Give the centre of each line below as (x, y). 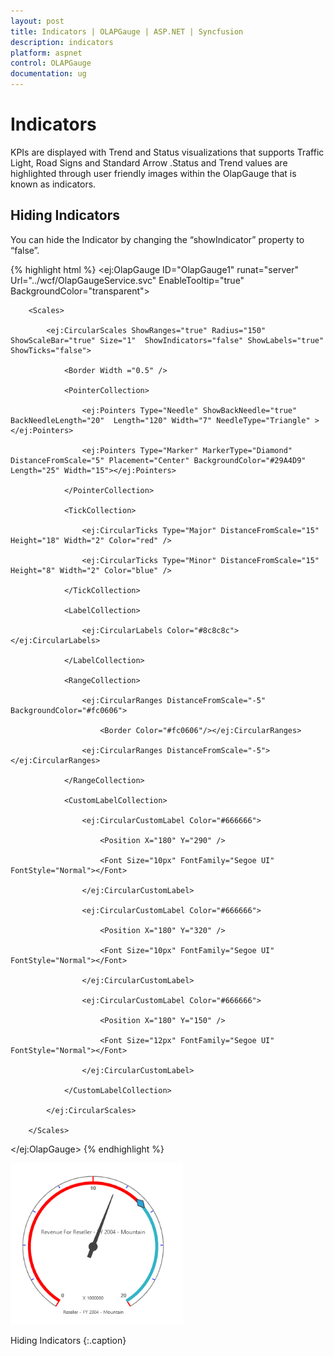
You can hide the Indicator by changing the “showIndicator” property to (157, 239)
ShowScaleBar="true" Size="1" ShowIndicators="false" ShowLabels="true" (167, 340)
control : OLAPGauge (51, 63)
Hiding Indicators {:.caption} (68, 1340)
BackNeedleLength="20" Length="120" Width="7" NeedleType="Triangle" (160, 420)
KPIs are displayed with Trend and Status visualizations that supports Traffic (167, 152)
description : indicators (62, 42)
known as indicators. (53, 184)
